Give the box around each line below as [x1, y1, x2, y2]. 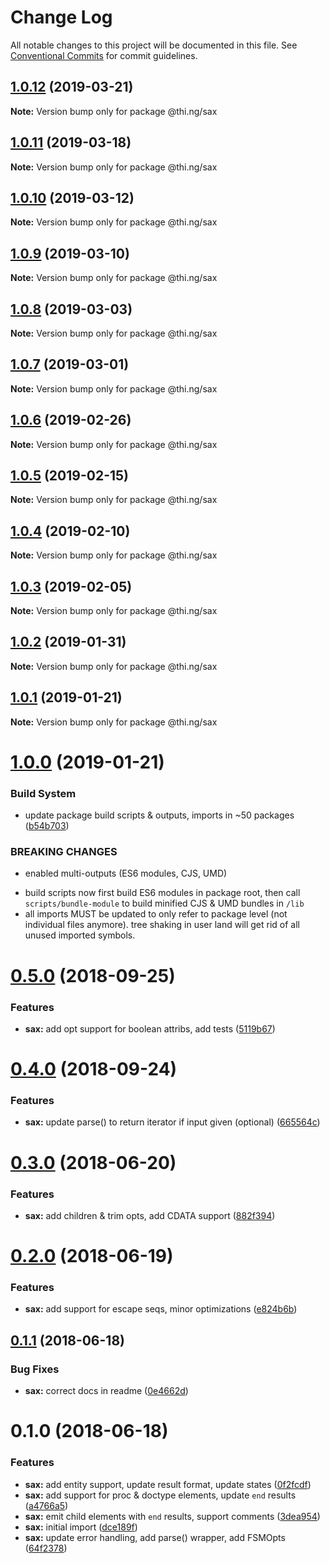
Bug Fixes [10, 1362, 60, 1376]
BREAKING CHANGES [10, 845, 118, 859]
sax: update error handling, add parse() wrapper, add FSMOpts [24, 1531, 286, 1543]
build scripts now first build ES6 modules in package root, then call [24, 887, 301, 899]
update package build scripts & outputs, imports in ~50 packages [24, 809, 295, 821]
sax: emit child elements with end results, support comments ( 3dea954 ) [24, 1510, 321, 1522]
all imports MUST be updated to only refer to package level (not [24, 908, 288, 920]
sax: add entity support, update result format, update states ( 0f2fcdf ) [24, 1478, 312, 1490]
